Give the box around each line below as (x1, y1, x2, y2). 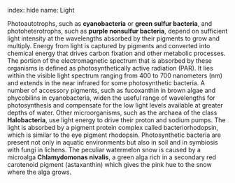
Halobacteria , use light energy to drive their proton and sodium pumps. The (7, 116, 226, 124)
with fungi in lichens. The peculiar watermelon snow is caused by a (7, 146, 201, 154)
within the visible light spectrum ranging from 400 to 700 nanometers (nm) (7, 71, 222, 80)
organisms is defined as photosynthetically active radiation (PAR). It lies (7, 64, 213, 72)
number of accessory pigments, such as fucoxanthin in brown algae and (7, 87, 216, 94)
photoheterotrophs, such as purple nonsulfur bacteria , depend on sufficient (7, 27, 228, 35)
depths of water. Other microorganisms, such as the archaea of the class (7, 108, 218, 117)
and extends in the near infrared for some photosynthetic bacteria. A (7, 79, 205, 87)
